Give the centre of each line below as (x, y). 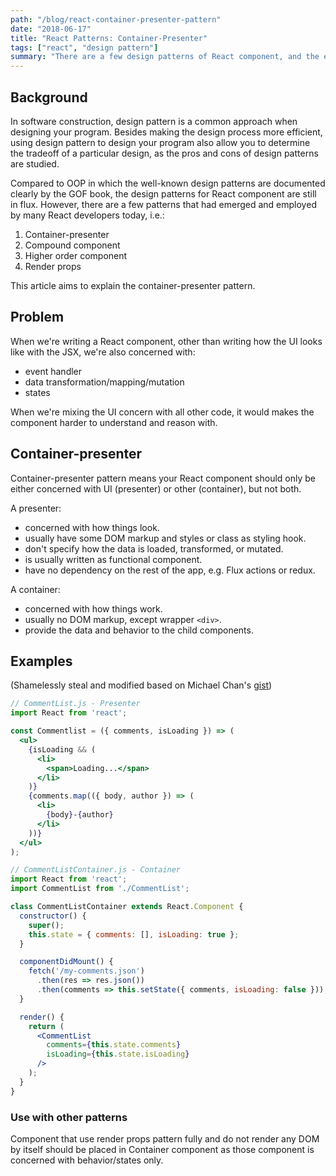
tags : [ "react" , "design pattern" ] (84, 47)
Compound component (72, 245)
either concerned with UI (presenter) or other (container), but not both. (156, 488)
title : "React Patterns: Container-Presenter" (109, 38)
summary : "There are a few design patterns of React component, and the (165, 57)
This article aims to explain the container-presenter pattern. (133, 285)
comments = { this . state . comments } (114, 1045)
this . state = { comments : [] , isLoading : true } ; (134, 934)
